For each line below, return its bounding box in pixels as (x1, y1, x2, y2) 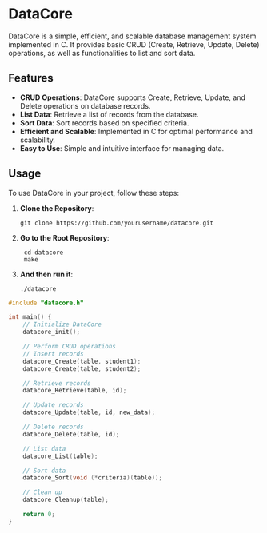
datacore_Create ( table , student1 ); (22, 357, 141, 365)
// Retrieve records (22, 379, 91, 388)
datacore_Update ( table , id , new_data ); (22, 408, 156, 416)
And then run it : (19, 269, 74, 279)
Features (8, 71, 54, 85)
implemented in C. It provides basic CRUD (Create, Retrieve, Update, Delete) (8, 39, 260, 49)
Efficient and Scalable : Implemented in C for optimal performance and (19, 126, 253, 136)
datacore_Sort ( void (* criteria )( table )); (22, 474, 162, 482)
